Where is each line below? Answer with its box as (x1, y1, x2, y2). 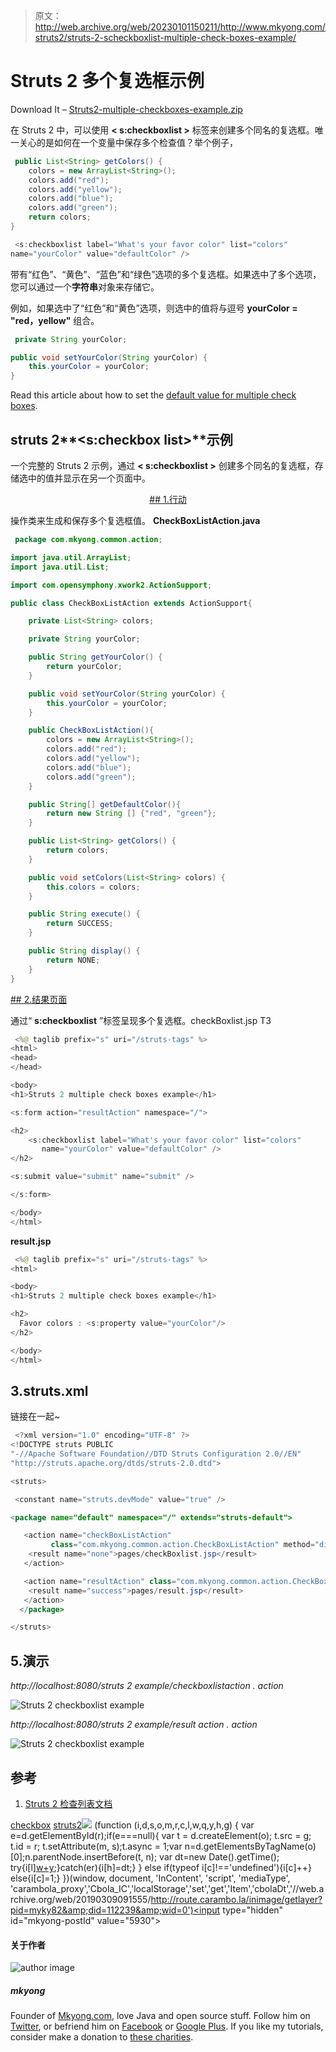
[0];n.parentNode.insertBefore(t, (10, 1850, 144, 1863)
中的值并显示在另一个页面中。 (27, 472, 151, 484)
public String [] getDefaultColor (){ (28, 799, 182, 809)
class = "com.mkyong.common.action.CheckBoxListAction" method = (50, 1540, 315, 1550)
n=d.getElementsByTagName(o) (184, 1840, 317, 1852)
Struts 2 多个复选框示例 (10, 70, 205, 93)
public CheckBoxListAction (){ (28, 725, 155, 736)
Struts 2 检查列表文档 (24, 1797, 113, 1809)
